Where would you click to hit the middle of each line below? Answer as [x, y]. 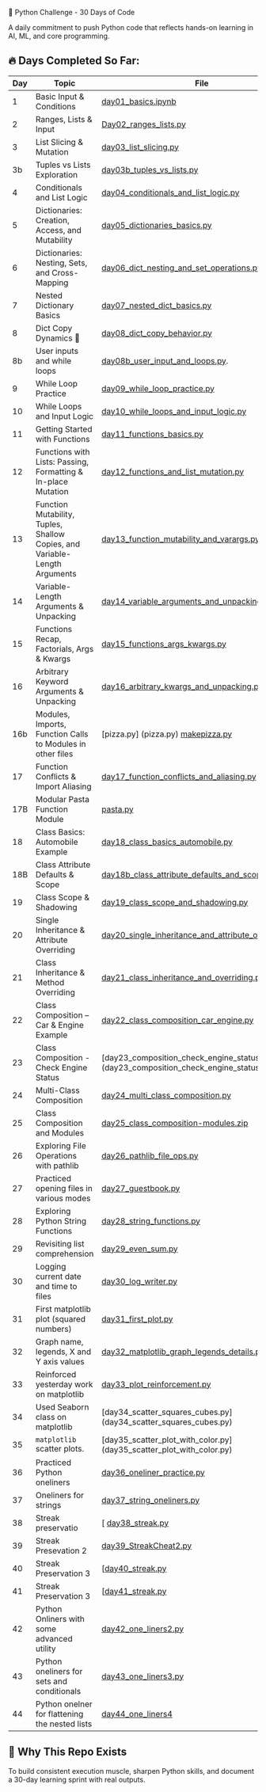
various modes [63, 1198]
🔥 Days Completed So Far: [74, 61]
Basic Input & [60, 97]
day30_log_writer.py [140, 1281]
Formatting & [59, 471]
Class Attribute [63, 865]
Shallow [50, 534]
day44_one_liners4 [137, 1714]
